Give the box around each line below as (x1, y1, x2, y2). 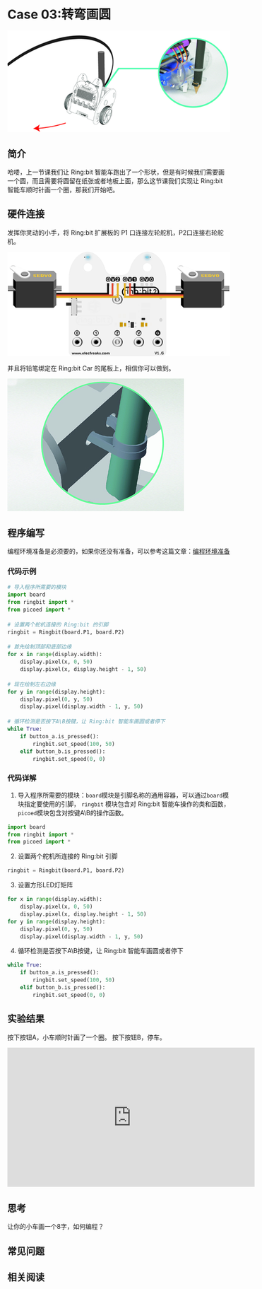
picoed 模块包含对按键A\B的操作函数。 (17, 808, 128, 817)
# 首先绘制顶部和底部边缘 (7, 643, 72, 651)
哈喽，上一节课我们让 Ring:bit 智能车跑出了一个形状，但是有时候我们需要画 (7, 168, 225, 177)
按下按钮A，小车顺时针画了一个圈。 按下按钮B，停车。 (7, 1033, 166, 1042)
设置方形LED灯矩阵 (17, 881, 73, 890)
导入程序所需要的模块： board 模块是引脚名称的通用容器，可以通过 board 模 (17, 791, 230, 799)
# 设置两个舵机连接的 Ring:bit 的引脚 (7, 621, 109, 628)
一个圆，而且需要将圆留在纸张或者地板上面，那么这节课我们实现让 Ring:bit (7, 177, 223, 185)
